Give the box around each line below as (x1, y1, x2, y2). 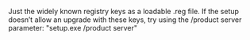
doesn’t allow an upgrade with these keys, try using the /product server (8, 15, 242, 24)
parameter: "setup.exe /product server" (8, 24, 137, 32)
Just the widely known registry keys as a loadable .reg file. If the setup (8, 7, 240, 16)
